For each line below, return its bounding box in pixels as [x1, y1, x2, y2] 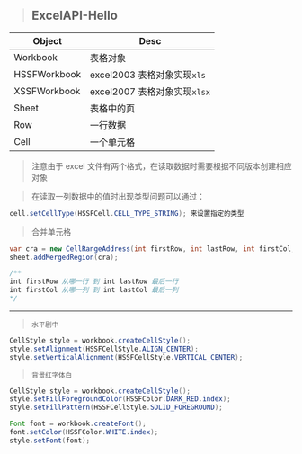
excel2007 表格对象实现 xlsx [89, 85, 211, 98]
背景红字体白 [31, 370, 73, 379]
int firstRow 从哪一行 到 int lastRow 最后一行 [9, 277, 179, 287]
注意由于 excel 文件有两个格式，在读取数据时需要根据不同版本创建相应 [31, 160, 292, 171]
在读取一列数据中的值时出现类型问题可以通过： [31, 191, 205, 201]
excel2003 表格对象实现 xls [89, 68, 207, 81]
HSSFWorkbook [13, 67, 82, 80]
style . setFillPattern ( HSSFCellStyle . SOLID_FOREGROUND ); [9, 403, 223, 413]
